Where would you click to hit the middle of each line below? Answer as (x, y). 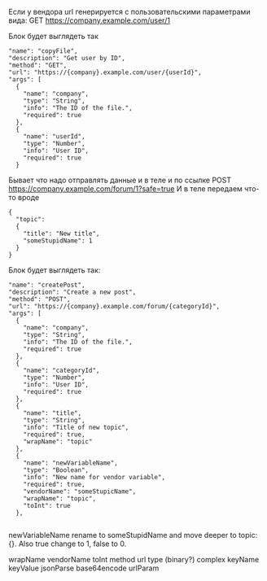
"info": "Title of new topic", (76, 427)
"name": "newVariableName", (70, 463)
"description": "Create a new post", (72, 292)
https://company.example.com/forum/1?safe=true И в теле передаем (125, 189)
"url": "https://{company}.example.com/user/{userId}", (105, 72)
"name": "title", (53, 413)
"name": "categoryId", (61, 370)
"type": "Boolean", (56, 470)
